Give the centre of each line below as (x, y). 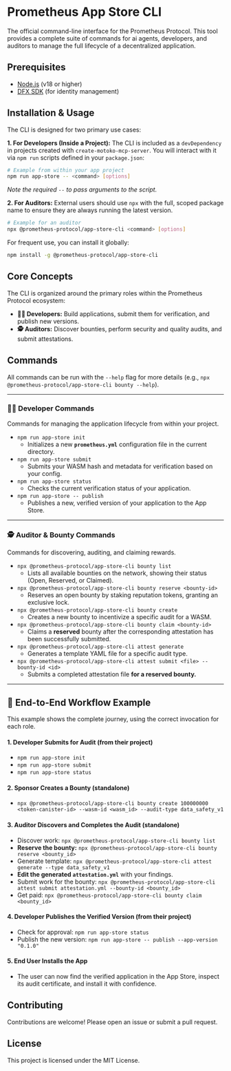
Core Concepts (40, 277)
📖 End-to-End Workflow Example (79, 702)
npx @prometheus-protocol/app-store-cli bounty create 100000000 (112, 804)
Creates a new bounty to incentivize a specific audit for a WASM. (119, 617)
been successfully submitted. (69, 639)
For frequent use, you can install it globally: (68, 242)
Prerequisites (36, 67)
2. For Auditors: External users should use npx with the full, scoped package (115, 203)
